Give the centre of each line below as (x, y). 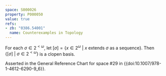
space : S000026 (21, 10)
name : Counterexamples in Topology (46, 33)
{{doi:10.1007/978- (142, 64)
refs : (11, 24)
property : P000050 (24, 14)
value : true (17, 19)
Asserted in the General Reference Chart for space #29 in (64, 64)
